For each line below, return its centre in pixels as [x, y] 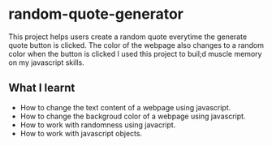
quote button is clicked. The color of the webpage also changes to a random [136, 45]
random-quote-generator [96, 14]
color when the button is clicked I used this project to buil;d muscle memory [135, 54]
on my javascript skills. [47, 62]
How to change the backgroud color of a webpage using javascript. [133, 116]
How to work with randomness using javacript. [98, 125]
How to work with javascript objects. [81, 133]
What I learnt [42, 88]
